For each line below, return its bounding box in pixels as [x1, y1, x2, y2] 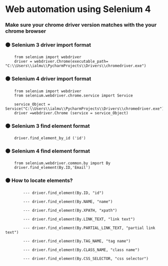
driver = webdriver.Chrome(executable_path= [14, 59, 108, 64]
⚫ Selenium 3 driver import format [5, 42, 91, 49]
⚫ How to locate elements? [5, 177, 73, 184]
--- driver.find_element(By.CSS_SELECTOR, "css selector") [23, 256, 149, 261]
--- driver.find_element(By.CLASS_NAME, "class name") [23, 247, 140, 252]
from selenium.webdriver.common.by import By [14, 161, 111, 166]
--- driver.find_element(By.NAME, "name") [23, 199, 113, 204]
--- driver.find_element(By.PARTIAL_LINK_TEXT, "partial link [23, 225, 155, 230]
